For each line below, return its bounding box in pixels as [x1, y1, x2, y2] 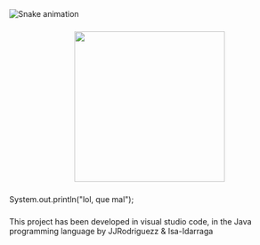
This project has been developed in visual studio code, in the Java [9, 216, 252, 226]
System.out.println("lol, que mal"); [9, 193, 134, 204]
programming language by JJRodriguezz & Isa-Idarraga [9, 225, 214, 236]
